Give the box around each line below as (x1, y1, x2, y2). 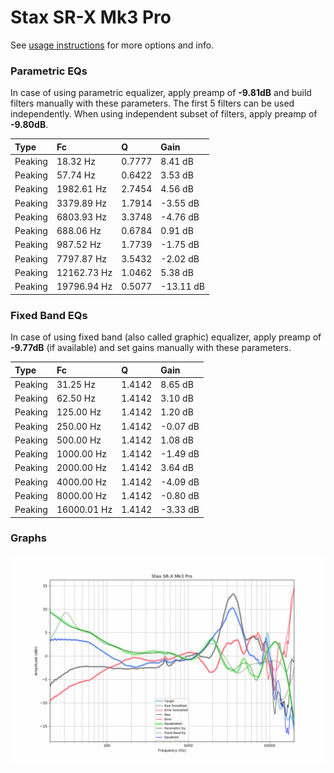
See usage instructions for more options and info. (10, 39, 215, 51)
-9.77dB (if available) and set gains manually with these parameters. (10, 342, 292, 354)
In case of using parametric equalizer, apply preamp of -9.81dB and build (10, 87, 312, 99)
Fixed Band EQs (10, 308, 88, 322)
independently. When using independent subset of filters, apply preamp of (10, 108, 318, 120)
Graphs (10, 531, 47, 545)
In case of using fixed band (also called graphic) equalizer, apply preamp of (10, 331, 322, 343)
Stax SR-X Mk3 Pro (10, 6, 172, 29)
